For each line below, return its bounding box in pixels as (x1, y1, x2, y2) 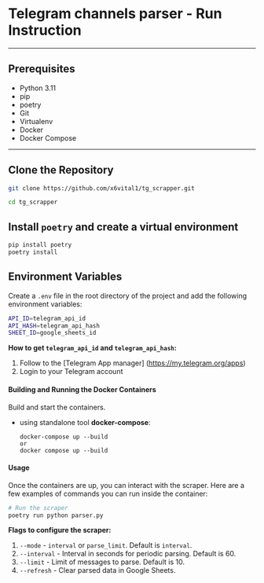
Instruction (8, 21, 82, 39)
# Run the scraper (8, 504, 68, 511)
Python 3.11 (19, 83, 57, 93)
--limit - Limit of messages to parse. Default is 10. (19, 557, 185, 566)
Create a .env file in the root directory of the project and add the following (8, 291, 247, 300)
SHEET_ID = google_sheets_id (8, 329, 97, 337)
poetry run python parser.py (8, 511, 104, 519)
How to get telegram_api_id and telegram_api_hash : (8, 343, 177, 353)
